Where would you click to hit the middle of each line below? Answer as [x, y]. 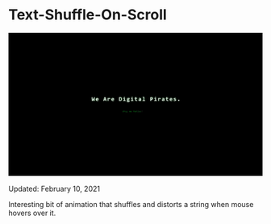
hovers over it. [32, 213]
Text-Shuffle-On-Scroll [88, 15]
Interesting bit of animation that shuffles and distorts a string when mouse [131, 205]
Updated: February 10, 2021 [54, 189]
